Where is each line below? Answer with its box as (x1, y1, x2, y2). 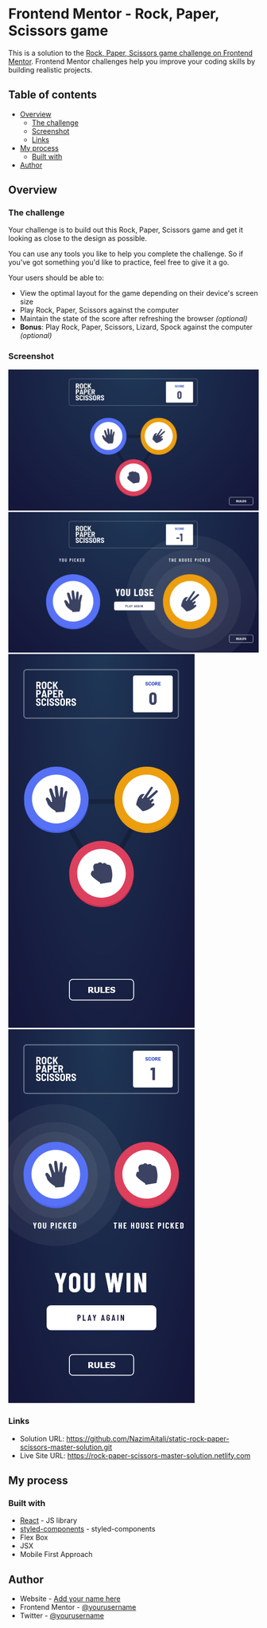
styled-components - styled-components (19, 1524, 156, 1534)
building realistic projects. (8, 65, 93, 74)
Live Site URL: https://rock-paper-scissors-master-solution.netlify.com (19, 1450, 251, 1460)
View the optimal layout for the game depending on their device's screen (19, 289, 258, 298)
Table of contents (8, 88, 97, 102)
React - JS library (19, 1516, 78, 1525)
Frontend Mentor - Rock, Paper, (8, 5, 220, 23)
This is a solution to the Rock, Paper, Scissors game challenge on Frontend (8, 48, 253, 57)
